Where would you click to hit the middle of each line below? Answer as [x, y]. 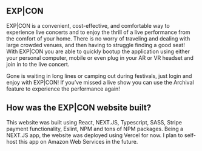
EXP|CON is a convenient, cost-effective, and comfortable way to [88, 25]
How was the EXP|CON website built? [79, 108]
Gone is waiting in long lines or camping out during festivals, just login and [99, 75]
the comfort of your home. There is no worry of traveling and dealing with [98, 38]
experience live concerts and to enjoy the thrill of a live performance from [98, 32]
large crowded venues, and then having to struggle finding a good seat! [96, 45]
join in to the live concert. [38, 64]
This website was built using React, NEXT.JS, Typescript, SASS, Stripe [94, 122]
